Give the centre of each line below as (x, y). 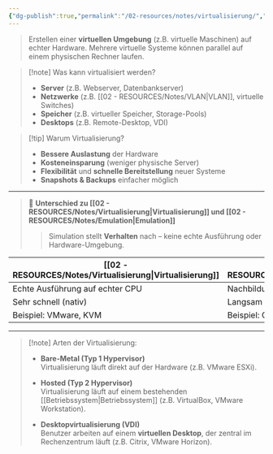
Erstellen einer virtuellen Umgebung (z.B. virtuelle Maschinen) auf (140, 39)
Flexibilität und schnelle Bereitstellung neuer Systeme (133, 171)
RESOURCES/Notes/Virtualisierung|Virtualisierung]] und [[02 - (137, 211)
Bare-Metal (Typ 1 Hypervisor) (93, 358)
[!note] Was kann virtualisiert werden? (92, 72)
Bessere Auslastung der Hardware (99, 153)
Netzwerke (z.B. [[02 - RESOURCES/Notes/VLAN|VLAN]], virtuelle (152, 96)
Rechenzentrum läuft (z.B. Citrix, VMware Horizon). (126, 441)
